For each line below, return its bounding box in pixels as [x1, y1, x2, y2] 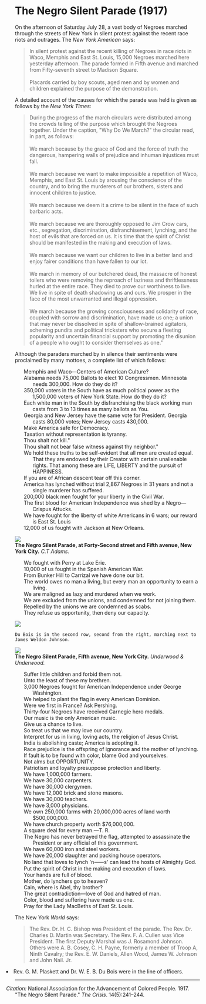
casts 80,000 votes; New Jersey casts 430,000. [32, 418, 149, 425]
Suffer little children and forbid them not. [23, 671, 122, 678]
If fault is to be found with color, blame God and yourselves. [23, 752, 168, 759]
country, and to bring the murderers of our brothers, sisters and [29, 182, 183, 189]
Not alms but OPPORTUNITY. [23, 758, 95, 765]
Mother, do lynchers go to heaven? [23, 878, 109, 885]
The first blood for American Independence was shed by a [23, 499, 165, 506]
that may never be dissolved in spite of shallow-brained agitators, [29, 320, 188, 327]
